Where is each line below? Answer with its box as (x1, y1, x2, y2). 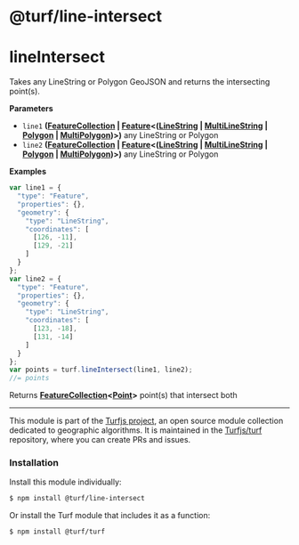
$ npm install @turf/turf (9, 527, 105, 536)
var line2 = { (9, 274, 62, 283)
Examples (9, 167, 47, 177)
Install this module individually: (9, 476, 122, 487)
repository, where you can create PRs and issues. (9, 435, 191, 445)
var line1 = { (9, 183, 62, 192)
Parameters (9, 103, 53, 114)
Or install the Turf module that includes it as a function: (9, 510, 211, 521)
